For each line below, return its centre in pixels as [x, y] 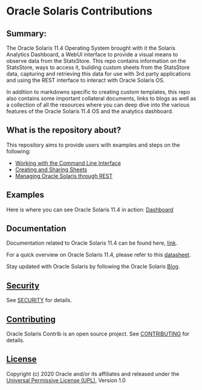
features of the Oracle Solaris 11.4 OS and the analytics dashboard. [90, 111]
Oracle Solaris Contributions [79, 11]
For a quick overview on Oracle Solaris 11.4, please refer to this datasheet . [99, 255]
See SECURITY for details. [39, 300]
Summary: [26, 34]
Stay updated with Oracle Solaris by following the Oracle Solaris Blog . [93, 266]
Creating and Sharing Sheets [51, 169]
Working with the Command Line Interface [68, 163]
